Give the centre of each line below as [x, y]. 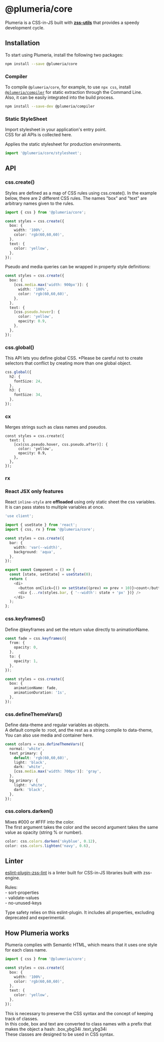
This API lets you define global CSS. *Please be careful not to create [74, 358]
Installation [22, 43]
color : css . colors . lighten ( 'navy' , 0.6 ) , [48, 846]
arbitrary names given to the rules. [40, 203]
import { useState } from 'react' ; [41, 525]
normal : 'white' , [27, 749]
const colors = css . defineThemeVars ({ [44, 744]
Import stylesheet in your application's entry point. [56, 130]
